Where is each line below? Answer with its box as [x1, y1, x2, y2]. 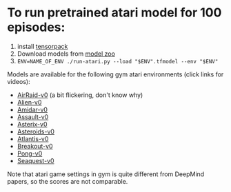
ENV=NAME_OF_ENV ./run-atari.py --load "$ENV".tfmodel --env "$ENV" [17, 58, 219, 65]
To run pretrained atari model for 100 [7, 5, 222, 21]
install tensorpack [17, 42, 68, 50]
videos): [7, 77, 30, 85]
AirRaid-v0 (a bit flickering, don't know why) [17, 91, 143, 99]
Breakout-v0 [17, 142, 53, 150]
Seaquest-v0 [17, 156, 54, 164]
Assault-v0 [17, 112, 49, 121]
